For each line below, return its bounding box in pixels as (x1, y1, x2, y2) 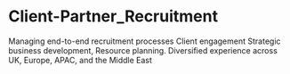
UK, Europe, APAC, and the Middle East (8, 54, 153, 65)
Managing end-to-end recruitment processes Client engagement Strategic (8, 36, 281, 46)
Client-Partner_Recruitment (8, 6, 219, 27)
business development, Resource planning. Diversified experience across (8, 45, 278, 55)
